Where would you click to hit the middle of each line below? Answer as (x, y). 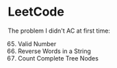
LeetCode (36, 12)
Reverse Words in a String (54, 51)
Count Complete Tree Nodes (58, 58)
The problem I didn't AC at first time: (59, 31)
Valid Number (37, 44)
